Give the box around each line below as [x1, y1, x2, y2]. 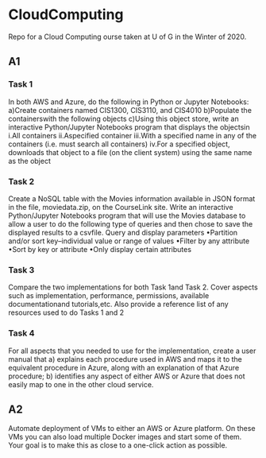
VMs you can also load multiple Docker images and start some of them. [8, 432, 242, 442]
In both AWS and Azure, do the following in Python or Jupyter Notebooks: [8, 97, 249, 107]
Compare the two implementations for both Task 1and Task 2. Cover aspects [8, 282, 258, 292]
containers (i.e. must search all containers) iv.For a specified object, [8, 139, 230, 149]
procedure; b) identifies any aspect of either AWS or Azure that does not [8, 371, 245, 381]
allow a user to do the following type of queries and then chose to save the [8, 219, 253, 228]
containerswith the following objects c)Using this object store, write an [8, 114, 240, 123]
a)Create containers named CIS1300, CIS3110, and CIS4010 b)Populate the [8, 105, 253, 114]
